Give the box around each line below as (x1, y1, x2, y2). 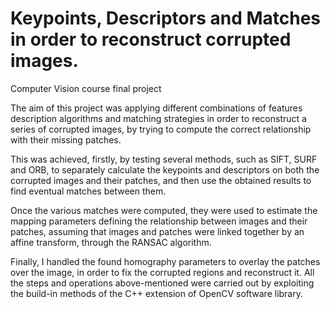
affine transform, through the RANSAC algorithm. (10, 236, 212, 248)
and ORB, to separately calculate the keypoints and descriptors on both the (10, 163, 320, 176)
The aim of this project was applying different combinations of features (10, 102, 303, 114)
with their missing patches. (10, 133, 122, 146)
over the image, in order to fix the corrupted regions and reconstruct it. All (10, 266, 315, 278)
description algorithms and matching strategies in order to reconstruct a (10, 112, 307, 124)
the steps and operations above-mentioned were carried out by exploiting (10, 277, 315, 289)
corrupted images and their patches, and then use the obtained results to (10, 174, 312, 186)
